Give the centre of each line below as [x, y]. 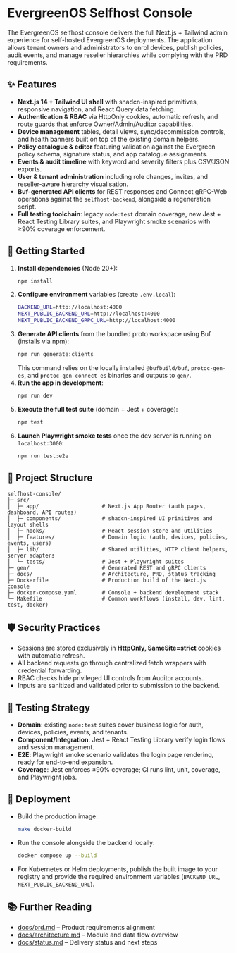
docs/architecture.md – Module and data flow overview [98, 935]
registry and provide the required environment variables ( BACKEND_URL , [119, 876]
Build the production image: [58, 816]
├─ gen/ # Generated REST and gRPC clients [107, 568]
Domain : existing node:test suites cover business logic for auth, [111, 725]
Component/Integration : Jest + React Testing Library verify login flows [121, 739]
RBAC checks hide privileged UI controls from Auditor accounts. [111, 678]
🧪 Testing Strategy [49, 707]
